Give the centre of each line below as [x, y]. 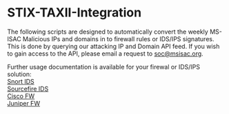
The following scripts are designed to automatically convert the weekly [108, 32]
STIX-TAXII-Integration [74, 13]
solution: [20, 74]
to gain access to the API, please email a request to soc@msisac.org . [105, 54]
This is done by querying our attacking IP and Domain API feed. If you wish [113, 46]
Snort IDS [21, 81]
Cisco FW [21, 96]
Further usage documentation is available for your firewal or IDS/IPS [103, 67]
